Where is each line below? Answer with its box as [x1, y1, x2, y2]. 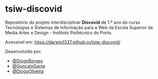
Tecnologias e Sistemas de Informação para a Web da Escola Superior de [5, 24, 153, 30]
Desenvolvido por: [5, 48, 42, 54]
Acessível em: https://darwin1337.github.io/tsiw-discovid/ [5, 39, 121, 45]
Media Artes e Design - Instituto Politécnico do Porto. [5, 30, 113, 35]
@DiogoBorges [12, 58, 43, 63]
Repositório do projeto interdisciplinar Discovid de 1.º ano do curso [5, 19, 140, 25]
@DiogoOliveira [12, 68, 44, 74]
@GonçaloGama [12, 63, 45, 69]
